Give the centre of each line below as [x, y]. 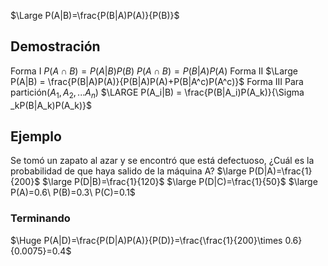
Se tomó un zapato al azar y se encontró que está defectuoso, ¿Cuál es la [162, 161]
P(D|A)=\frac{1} [280, 171]
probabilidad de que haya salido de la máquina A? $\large [128, 171]
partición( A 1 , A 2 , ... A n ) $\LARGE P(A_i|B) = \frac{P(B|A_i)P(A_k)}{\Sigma [157, 93]
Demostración [55, 46]
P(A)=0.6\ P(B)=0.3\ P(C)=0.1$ [73, 192]
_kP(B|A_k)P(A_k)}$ [51, 105]
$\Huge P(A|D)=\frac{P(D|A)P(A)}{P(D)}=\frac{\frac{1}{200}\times [146, 240]
